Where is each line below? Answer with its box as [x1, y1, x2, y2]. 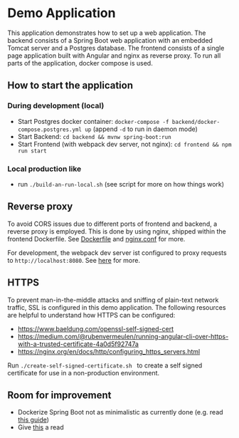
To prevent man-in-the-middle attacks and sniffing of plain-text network [7, 296, 219, 304]
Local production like [7, 164, 82, 174]
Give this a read [17, 423, 64, 432]
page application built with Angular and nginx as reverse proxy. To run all [7, 51, 221, 60]
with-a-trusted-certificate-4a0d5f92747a [17, 340, 139, 348]
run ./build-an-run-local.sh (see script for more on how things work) [17, 179, 225, 188]
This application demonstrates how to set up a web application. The [7, 28, 206, 37]
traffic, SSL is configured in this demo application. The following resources [7, 303, 226, 311]
